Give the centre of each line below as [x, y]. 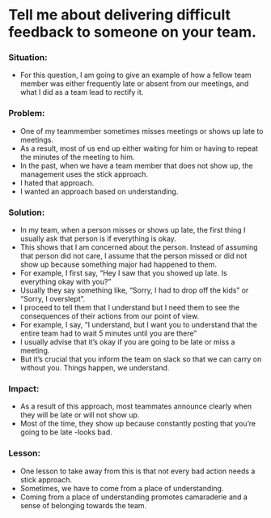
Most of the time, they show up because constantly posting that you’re [138, 424]
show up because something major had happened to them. [118, 264]
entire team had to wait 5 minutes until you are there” [108, 333]
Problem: [27, 113]
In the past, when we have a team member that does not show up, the [136, 165]
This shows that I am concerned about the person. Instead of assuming [139, 247]
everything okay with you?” [66, 282]
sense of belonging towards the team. [83, 505]
